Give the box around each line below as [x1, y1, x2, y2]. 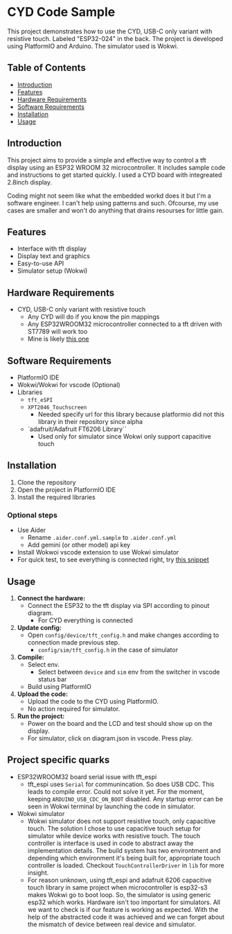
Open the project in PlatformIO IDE [17, 485, 116, 493]
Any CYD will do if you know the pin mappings [27, 313, 160, 321]
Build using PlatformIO [27, 682, 91, 690]
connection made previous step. [27, 638, 120, 646]
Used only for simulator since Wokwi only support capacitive [37, 432, 211, 441]
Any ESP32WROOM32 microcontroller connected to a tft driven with [27, 320, 222, 328]
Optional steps [7, 510, 57, 520]
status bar [37, 674, 67, 683]
